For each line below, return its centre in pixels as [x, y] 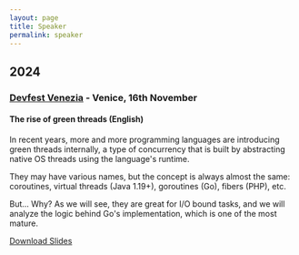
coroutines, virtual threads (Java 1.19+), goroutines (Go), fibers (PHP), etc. [148, 186]
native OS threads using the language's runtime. [100, 158]
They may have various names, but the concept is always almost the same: [150, 176]
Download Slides [41, 240]
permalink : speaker [46, 35]
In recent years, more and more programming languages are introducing [145, 139]
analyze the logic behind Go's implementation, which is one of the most [143, 213]
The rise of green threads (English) [76, 119]
